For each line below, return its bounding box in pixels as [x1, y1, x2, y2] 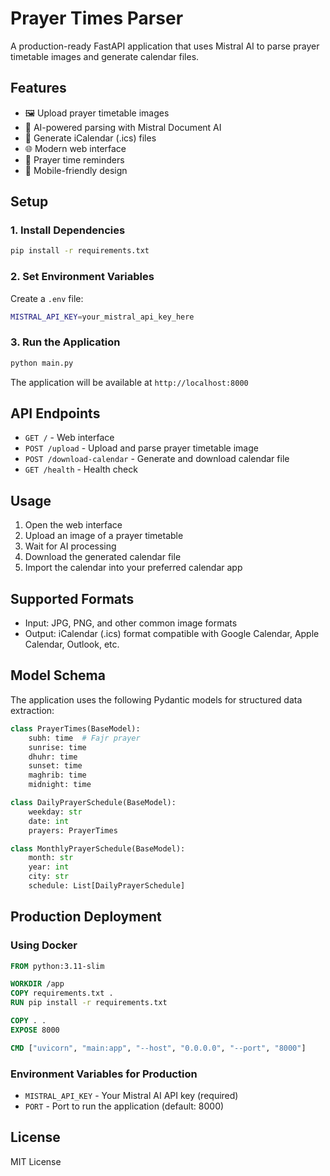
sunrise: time [28, 742, 87, 752]
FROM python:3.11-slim [10, 961, 105, 971]
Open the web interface [24, 519, 123, 531]
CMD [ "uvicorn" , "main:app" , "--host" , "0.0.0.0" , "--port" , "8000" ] [10, 1043, 307, 1053]
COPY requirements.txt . [10, 988, 114, 999]
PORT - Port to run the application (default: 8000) [24, 1100, 225, 1112]
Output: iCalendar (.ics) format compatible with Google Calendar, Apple [24, 628, 320, 640]
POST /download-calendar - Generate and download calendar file [24, 453, 290, 465]
